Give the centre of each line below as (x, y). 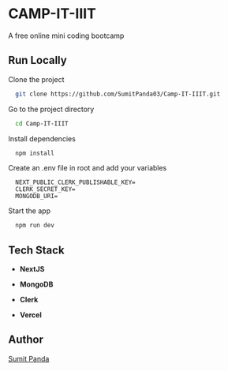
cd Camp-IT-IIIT (42, 123)
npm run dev (35, 226)
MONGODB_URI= (37, 197)
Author (26, 340)
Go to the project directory (51, 109)
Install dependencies (42, 138)
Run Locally (37, 60)
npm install (35, 153)
